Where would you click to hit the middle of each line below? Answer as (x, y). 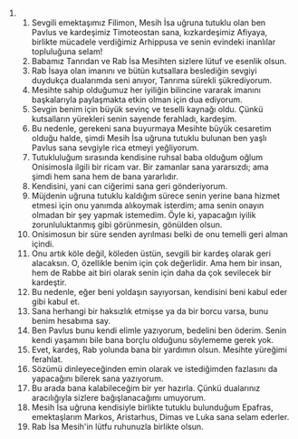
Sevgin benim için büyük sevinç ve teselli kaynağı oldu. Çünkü (147, 109)
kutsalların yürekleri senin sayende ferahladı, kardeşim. (134, 119)
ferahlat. (47, 359)
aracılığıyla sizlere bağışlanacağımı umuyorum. (119, 398)
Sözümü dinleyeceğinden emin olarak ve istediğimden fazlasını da (154, 369)
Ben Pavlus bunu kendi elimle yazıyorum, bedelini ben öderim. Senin (159, 330)
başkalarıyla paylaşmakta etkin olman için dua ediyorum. (137, 100)
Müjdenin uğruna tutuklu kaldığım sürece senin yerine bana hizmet (156, 196)
